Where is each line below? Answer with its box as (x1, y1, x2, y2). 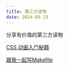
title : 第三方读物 (6, 8, 47, 15)
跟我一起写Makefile (6, 56, 53, 63)
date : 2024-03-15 (6, 14, 49, 20)
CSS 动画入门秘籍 (6, 44, 50, 51)
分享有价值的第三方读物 (6, 31, 63, 38)
